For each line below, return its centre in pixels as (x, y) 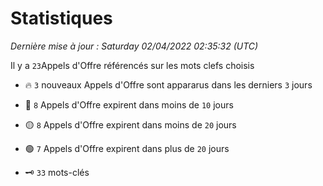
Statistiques (61, 18)
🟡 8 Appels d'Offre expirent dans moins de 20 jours (130, 124)
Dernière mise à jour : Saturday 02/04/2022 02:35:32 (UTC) (134, 46)
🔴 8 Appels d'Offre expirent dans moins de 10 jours (129, 104)
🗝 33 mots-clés (57, 172)
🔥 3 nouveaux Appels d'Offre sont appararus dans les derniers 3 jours (168, 84)
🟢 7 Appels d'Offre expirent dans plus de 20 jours (127, 148)
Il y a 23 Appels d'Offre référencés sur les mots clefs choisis (132, 65)
